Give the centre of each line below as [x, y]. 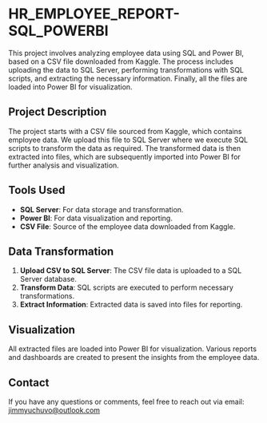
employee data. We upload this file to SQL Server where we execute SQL [128, 140]
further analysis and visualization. [64, 165]
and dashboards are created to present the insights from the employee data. [134, 358]
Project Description [58, 112]
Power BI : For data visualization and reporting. [96, 218]
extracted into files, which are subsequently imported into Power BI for [125, 156]
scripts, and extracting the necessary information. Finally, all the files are [128, 78]
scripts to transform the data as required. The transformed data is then [125, 148]
